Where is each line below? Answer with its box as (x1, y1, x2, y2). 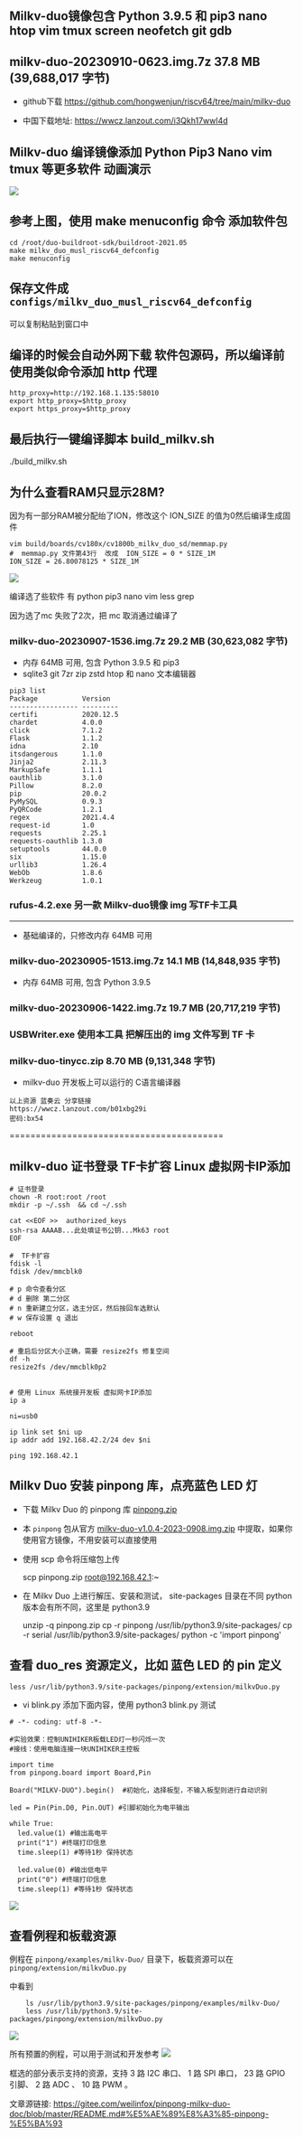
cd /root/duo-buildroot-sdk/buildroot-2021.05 (9, 238, 188, 247)
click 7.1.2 (9, 726, 103, 735)
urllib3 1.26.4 (9, 861, 106, 870)
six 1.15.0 (9, 852, 106, 861)
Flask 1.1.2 (9, 734, 103, 743)
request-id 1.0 (9, 821, 95, 830)
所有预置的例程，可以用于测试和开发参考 (9, 2048, 160, 2059)
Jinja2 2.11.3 (9, 758, 106, 767)
